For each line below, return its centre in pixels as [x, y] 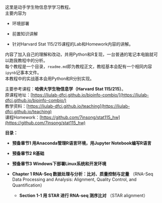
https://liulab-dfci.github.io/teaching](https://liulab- [79, 106]
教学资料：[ [16, 106]
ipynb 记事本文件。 [23, 72]
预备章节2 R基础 [28, 153]
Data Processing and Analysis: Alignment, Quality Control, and [74, 179]
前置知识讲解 [25, 34]
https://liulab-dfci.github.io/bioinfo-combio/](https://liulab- [91, 95]
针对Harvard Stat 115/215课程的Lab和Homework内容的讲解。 [73, 44]
